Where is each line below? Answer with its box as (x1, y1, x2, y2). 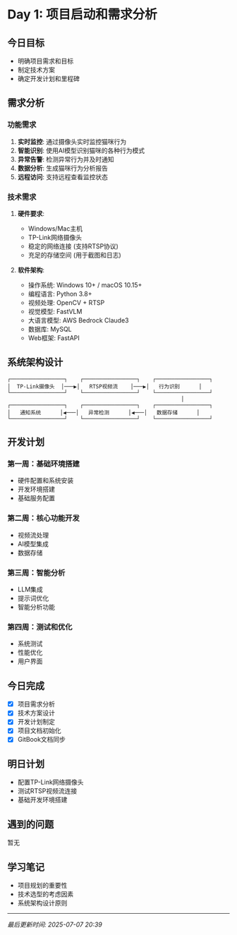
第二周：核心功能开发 (7, 513, 80, 523)
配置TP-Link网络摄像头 (17, 778, 84, 787)
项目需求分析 (17, 700, 55, 708)
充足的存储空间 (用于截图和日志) (28, 251, 121, 259)
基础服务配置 (17, 494, 55, 502)
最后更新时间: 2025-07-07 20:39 (7, 920, 102, 929)
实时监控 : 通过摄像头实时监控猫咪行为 (17, 137, 127, 145)
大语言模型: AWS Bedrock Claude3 (28, 315, 129, 325)
